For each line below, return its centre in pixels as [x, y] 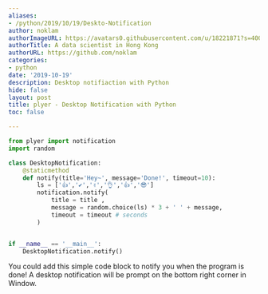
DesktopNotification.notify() [73, 251]
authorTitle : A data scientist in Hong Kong [83, 46]
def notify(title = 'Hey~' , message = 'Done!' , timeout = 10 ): [119, 178]
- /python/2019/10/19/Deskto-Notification [80, 23]
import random [32, 149]
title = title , [78, 201]
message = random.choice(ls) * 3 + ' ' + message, [137, 208]
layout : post [30, 97]
